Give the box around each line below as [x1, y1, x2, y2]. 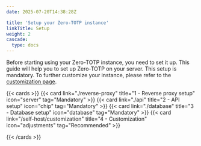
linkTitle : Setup [6, 25, 50, 31]
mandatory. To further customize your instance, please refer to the [6, 72, 172, 78]
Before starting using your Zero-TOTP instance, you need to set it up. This [6, 59, 190, 66]
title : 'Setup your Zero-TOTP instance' [6, 19, 110, 26]
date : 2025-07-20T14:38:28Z [6, 8, 77, 15]
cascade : [6, 37, 28, 43]
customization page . [6, 78, 57, 85]
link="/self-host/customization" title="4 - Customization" [6, 115, 147, 122]
